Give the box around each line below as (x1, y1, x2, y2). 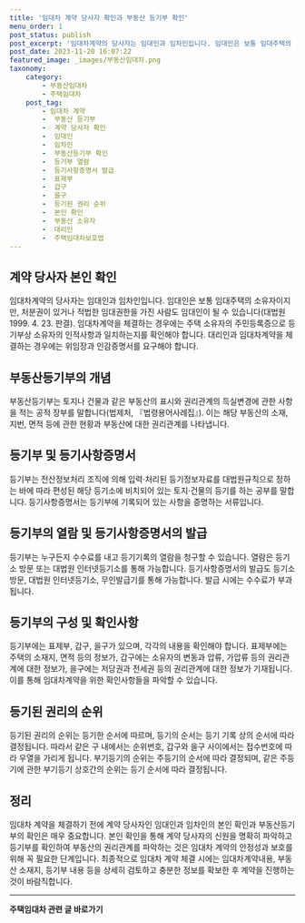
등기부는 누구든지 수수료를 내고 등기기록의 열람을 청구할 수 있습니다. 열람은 (9, 552, 274, 563)
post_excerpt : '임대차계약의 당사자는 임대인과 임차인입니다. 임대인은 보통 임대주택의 (9, 38, 292, 48)
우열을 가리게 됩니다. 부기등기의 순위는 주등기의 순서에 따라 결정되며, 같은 (18, 753, 279, 764)
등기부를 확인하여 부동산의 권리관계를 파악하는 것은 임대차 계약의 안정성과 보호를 (9, 842, 293, 853)
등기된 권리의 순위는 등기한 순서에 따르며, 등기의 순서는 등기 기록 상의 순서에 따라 (9, 730, 295, 741)
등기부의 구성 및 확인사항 (9, 615, 139, 631)
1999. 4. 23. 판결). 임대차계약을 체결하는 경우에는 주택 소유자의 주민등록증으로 (9, 318, 287, 329)
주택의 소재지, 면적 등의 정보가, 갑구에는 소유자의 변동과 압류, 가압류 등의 (9, 652, 266, 663)
